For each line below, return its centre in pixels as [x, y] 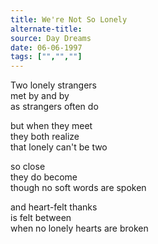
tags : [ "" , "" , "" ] [46, 57]
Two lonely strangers [53, 85]
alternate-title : [46, 29]
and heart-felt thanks [54, 207]
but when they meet [51, 126]
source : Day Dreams [51, 38]
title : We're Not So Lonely [69, 19]
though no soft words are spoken [78, 188]
